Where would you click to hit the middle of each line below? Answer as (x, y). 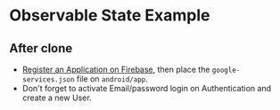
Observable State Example (110, 16)
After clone (41, 48)
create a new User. (57, 98)
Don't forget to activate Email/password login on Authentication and (147, 88)
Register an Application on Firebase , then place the (116, 69)
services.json (48, 80)
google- (226, 70)
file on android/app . (112, 79)
